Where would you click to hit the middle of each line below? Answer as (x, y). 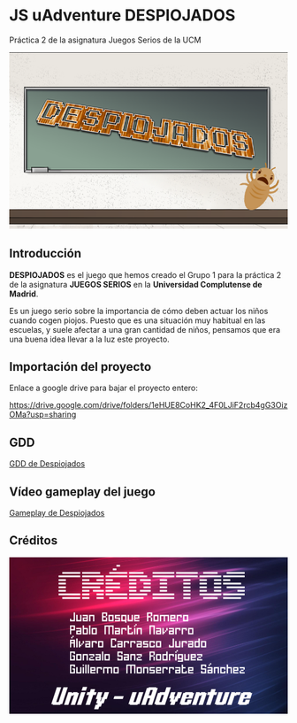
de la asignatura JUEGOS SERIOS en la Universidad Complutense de (136, 284)
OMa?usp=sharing (43, 415)
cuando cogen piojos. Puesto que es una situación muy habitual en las (137, 320)
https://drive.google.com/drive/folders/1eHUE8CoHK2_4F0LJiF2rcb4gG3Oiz (148, 405)
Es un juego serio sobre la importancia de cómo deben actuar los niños (139, 311)
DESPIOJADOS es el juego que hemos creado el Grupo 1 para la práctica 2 (145, 274)
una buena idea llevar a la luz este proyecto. (89, 339)
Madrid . (24, 294)
